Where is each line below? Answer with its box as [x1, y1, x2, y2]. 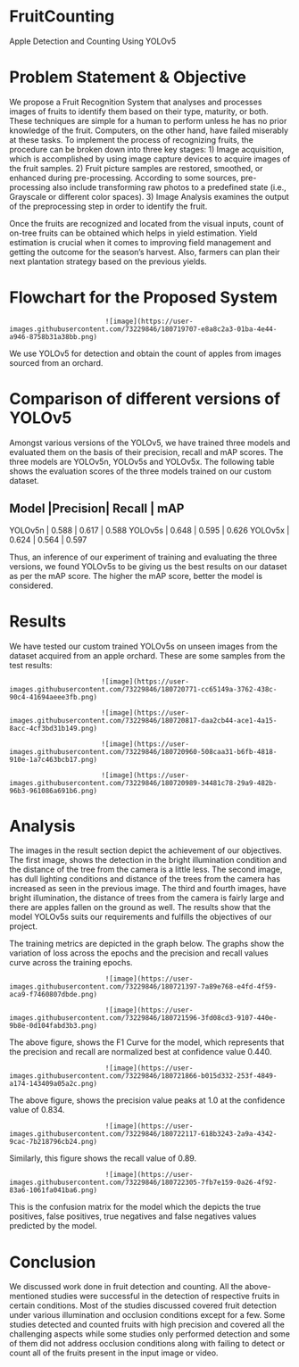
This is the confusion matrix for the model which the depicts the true [9, 1202, 262, 1213]
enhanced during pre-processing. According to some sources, [9, 172, 239, 183]
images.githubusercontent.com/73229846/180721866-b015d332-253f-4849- [9, 1072, 278, 1081]
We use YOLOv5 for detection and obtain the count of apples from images [9, 348, 282, 359]
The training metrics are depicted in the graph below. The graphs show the [9, 939, 285, 949]
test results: [9, 659, 53, 670]
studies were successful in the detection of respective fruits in [50, 1291, 280, 1302]
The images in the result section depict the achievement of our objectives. [9, 845, 283, 856]
